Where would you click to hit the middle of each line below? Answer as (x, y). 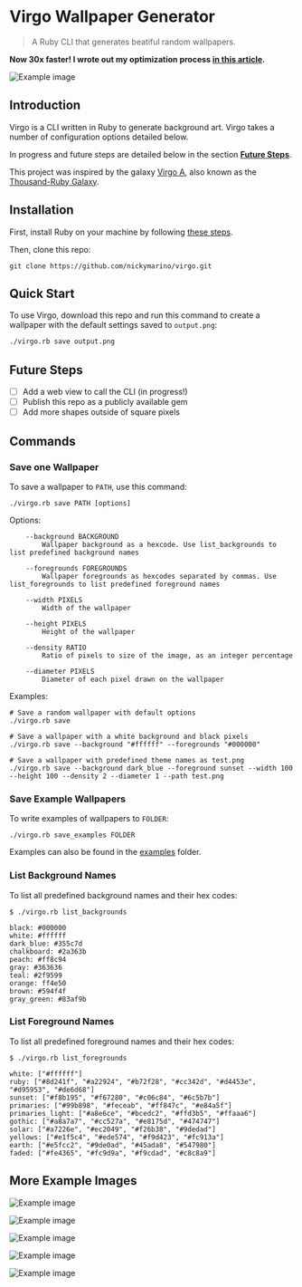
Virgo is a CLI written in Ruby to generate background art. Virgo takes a (142, 127)
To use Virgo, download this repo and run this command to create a (135, 315)
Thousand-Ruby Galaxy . (54, 181)
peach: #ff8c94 (38, 959)
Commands (43, 441)
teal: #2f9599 (36, 975)
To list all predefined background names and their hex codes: (123, 895)
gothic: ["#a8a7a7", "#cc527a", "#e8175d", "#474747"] (115, 1121)
